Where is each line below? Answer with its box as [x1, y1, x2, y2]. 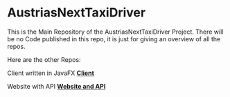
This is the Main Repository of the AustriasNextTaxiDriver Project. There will [7, 28, 224, 36]
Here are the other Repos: [7, 55, 81, 63]
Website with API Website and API [7, 82, 106, 90]
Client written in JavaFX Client [7, 69, 95, 77]
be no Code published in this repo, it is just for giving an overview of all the [7, 34, 221, 43]
